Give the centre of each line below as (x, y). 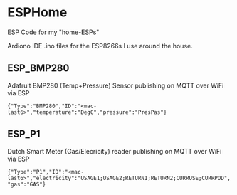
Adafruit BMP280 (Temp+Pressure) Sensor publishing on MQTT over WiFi (116, 85)
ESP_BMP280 (38, 68)
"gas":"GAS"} (27, 184)
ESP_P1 (24, 134)
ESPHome (37, 12)
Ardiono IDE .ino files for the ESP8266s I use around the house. (100, 46)
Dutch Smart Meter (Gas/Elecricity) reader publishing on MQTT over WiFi (115, 151)
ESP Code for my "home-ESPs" (53, 32)
